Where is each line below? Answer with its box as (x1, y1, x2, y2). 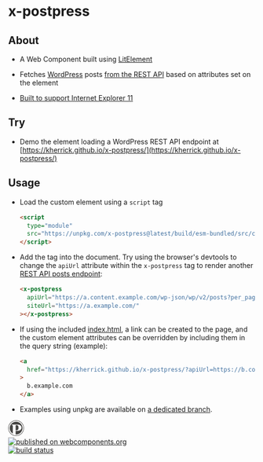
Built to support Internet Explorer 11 (19, 93, 133, 102)
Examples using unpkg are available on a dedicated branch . (19, 405, 213, 414)
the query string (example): (19, 341, 108, 350)
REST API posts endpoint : (19, 269, 103, 279)
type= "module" (27, 222, 73, 229)
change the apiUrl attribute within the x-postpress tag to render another (19, 261, 254, 270)
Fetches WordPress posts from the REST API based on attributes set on (19, 70, 251, 79)
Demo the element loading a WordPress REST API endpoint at (19, 137, 220, 146)
